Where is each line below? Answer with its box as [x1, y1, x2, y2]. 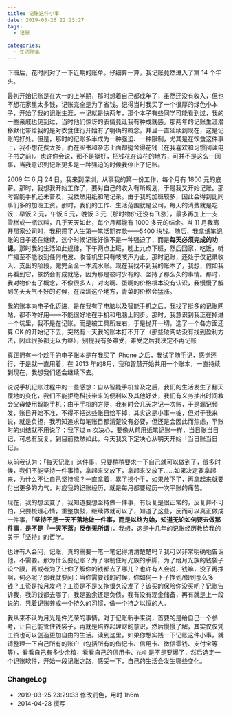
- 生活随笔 [13, 49, 41, 56]
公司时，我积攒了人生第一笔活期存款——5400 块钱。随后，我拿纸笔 [25, 227, 217, 235]
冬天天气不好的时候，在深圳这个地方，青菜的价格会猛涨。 [12, 287, 176, 295]
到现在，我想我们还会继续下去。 [7, 368, 98, 376]
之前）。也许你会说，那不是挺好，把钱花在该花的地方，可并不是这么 [19, 152, 209, 160]
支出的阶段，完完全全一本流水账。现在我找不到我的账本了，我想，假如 [19, 261, 218, 269]
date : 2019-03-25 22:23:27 [7, 17, 85, 23]
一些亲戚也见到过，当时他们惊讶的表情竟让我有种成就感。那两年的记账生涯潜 [7, 117, 224, 125]
